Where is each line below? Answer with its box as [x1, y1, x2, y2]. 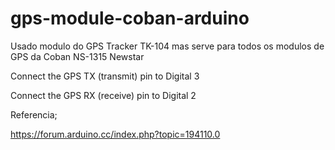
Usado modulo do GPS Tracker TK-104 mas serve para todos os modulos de [10, 40, 325, 52]
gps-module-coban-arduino [10, 7, 250, 30]
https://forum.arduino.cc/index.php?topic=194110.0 [10, 128, 221, 140]
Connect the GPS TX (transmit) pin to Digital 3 [10, 70, 200, 82]
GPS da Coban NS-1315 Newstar [10, 50, 145, 62]
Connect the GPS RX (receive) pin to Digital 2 [10, 89, 197, 101]
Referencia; [10, 108, 58, 121]
